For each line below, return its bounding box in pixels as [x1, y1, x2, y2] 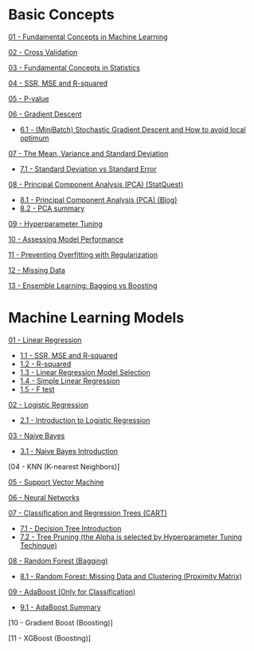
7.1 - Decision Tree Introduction [19, 523, 122, 533]
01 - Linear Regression [8, 335, 82, 345]
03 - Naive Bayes [8, 431, 65, 440]
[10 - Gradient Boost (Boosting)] [8, 617, 113, 627]
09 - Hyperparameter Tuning [8, 219, 104, 228]
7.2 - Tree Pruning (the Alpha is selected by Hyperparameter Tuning [19, 532, 243, 542]
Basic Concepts [8, 6, 115, 24]
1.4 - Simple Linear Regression [19, 376, 121, 385]
